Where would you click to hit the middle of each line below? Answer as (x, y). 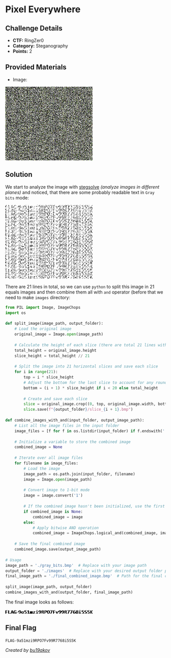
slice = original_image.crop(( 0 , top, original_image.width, (90, 404)
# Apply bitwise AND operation (66, 528)
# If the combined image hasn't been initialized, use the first (94, 506)
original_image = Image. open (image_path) (59, 334)
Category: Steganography (40, 46)
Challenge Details (34, 28)
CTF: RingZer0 (28, 40)
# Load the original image (43, 329)
